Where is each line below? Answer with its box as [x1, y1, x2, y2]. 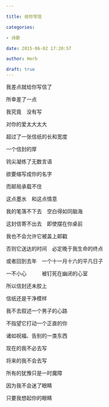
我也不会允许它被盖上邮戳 [6, 232, 68, 240]
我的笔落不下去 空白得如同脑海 [6, 208, 83, 214]
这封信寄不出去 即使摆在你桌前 [6, 220, 83, 227]
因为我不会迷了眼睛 [6, 382, 52, 389]
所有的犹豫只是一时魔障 [6, 370, 62, 377]
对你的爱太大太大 [6, 121, 47, 128]
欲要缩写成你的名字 [6, 170, 52, 177]
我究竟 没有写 [6, 108, 42, 115]
